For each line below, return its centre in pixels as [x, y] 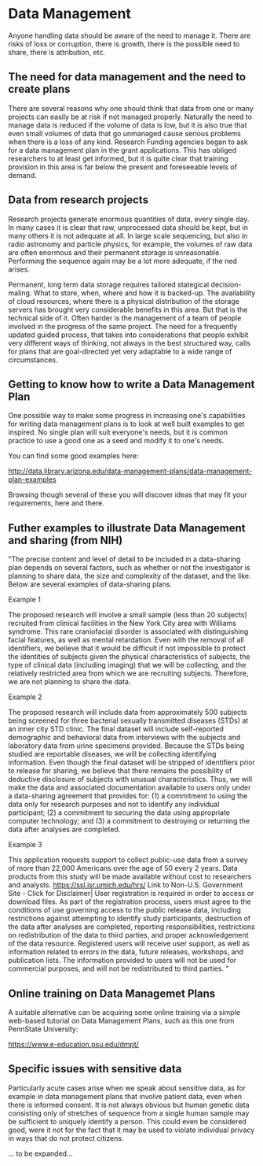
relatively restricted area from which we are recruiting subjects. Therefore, [128, 673]
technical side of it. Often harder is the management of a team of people [125, 318]
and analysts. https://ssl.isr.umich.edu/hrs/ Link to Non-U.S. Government [126, 885]
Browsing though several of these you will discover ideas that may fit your [128, 495]
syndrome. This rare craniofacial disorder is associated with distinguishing [128, 631]
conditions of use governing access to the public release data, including [125, 910]
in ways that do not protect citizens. [66, 1138]
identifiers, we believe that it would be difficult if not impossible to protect [127, 648]
